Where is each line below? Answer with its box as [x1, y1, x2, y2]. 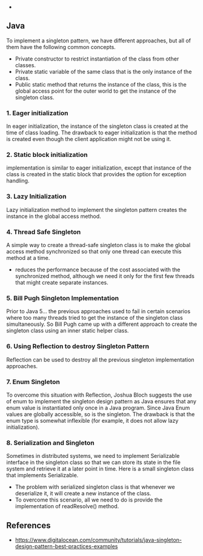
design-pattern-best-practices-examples [15, 543, 118, 550]
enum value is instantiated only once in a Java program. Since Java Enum [6, 404, 190, 411]
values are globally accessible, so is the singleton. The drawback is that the [6, 410, 195, 418]
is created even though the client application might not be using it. [6, 136, 171, 143]
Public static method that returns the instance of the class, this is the [15, 81, 187, 88]
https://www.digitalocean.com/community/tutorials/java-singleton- [15, 537, 182, 543]
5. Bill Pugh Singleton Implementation [6, 294, 119, 302]
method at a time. [6, 254, 50, 261]
